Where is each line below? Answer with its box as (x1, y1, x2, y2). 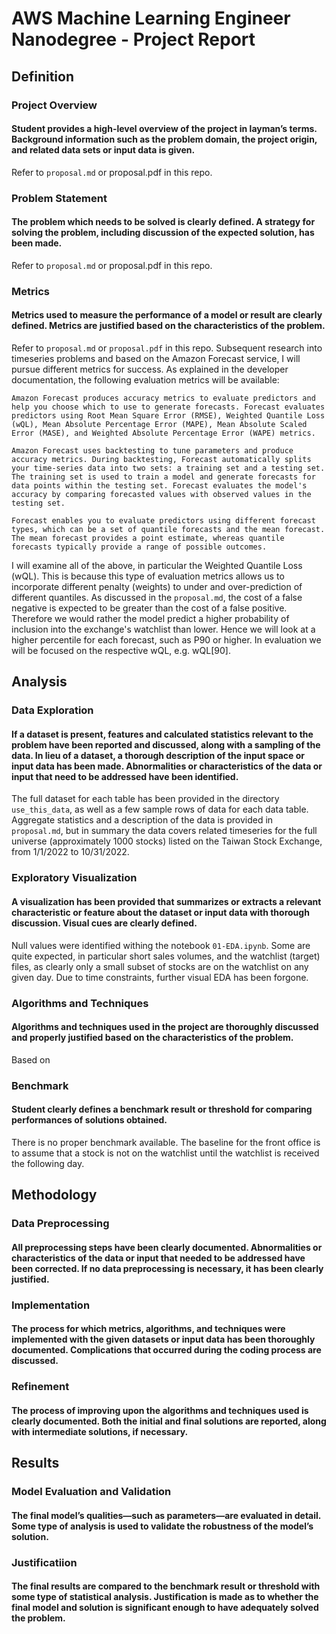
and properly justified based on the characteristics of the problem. (11, 1032, 294, 1044)
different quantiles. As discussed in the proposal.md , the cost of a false (11, 591, 303, 603)
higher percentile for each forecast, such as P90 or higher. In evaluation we (11, 633, 322, 646)
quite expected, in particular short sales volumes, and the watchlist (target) (11, 950, 321, 962)
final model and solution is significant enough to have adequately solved (11, 1602, 319, 1614)
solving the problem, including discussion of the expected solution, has (11, 227, 315, 239)
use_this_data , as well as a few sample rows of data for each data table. (11, 803, 309, 816)
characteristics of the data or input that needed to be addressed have (11, 1252, 306, 1264)
